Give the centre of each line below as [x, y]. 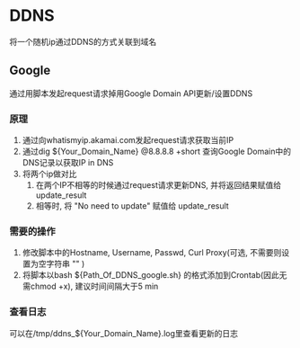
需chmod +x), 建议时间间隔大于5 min [90, 286]
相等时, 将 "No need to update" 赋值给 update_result [132, 206]
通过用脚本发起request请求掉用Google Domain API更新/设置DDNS [131, 93]
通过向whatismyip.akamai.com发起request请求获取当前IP [128, 140]
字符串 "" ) [66, 264]
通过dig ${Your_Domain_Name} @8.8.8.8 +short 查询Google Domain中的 [157, 152]
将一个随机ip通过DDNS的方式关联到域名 [83, 41]
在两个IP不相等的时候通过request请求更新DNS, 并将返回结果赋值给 [159, 185]
